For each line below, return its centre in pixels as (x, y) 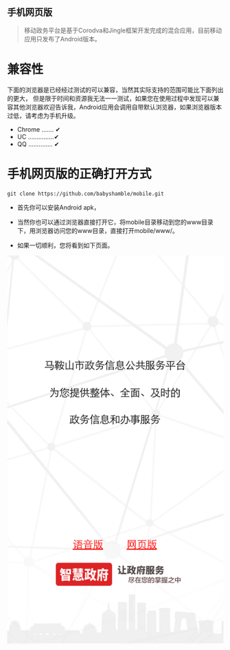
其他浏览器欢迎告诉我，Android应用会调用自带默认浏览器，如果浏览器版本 (117, 107)
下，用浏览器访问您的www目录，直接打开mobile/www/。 (97, 230)
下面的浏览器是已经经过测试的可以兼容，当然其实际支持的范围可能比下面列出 (115, 90)
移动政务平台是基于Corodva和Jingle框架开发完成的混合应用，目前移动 (123, 30)
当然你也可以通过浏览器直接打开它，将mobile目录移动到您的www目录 (115, 222)
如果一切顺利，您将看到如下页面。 (65, 245)
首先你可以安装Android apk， (58, 207)
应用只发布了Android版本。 (62, 39)
